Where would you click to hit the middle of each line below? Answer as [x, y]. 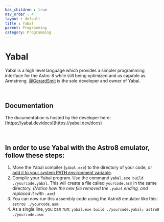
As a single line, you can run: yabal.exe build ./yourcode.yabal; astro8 [86, 209]
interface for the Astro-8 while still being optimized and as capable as [75, 75]
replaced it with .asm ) [34, 193]
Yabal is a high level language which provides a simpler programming [75, 70]
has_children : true [26, 10]
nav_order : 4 [20, 14]
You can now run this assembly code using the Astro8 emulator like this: [85, 198]
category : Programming [28, 32]
